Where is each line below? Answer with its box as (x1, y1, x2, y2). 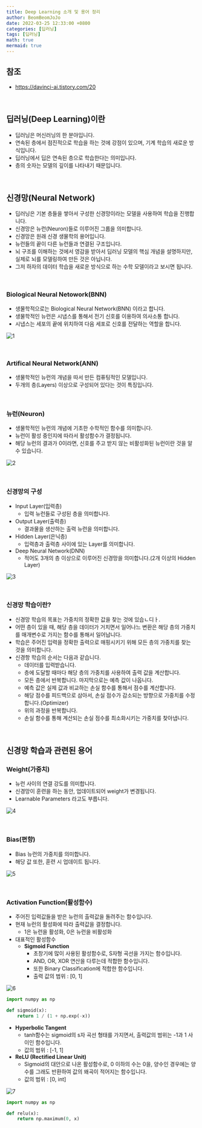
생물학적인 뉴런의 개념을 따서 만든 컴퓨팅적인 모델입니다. (15, 374, 148, 381)
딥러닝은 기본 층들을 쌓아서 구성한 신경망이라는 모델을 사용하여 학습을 (15, 210, 178, 217)
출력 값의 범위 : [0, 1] (33, 973, 83, 980)
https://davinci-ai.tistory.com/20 (15, 83, 96, 90)
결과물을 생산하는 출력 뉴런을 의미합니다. (24, 525, 120, 532)
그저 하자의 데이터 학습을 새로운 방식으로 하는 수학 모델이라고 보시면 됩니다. (15, 263, 193, 270)
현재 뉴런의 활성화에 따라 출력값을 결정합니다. (15, 921, 122, 928)
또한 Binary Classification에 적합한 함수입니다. (33, 965, 144, 972)
